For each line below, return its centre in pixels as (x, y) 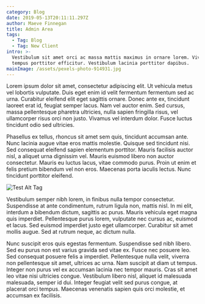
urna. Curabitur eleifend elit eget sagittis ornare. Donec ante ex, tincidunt (98, 99)
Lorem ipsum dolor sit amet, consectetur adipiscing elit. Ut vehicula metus (99, 86)
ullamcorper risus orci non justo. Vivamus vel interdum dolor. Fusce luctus (99, 118)
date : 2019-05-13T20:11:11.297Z (47, 18)
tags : (13, 35)
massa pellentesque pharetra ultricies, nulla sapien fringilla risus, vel (92, 112)
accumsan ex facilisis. (34, 295)
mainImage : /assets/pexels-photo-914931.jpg (64, 69)
